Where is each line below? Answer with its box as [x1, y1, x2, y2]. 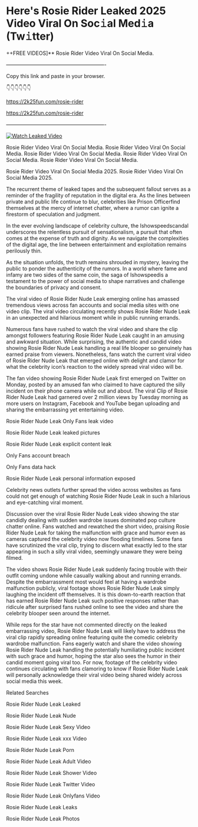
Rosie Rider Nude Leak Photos [6, 815, 80, 822]
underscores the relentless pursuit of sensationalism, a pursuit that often [6, 228, 183, 235]
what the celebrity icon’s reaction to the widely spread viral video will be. [6, 363, 183, 370]
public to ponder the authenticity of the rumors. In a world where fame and [6, 265, 187, 272]
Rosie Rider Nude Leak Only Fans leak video [6, 417, 114, 424]
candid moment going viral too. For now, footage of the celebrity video [6, 659, 178, 666]
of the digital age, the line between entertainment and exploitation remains [6, 241, 187, 248]
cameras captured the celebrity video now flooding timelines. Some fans [6, 535, 183, 542]
